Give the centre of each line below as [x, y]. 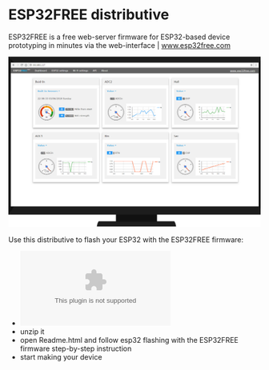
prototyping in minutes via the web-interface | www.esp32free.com [119, 45]
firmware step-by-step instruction [76, 348]
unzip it [32, 332]
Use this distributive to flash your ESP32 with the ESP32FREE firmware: [126, 240]
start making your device [61, 357]
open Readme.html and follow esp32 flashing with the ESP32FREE [129, 340]
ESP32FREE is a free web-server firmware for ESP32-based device [119, 37]
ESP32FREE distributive [89, 15]
